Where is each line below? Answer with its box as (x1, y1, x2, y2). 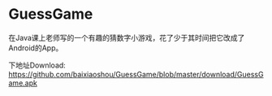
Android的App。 (8, 42, 63, 53)
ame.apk (8, 78, 38, 88)
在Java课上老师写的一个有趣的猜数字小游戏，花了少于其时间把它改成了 (8, 33, 245, 42)
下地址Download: (8, 60, 67, 70)
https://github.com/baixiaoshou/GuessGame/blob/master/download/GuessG (8, 69, 264, 79)
